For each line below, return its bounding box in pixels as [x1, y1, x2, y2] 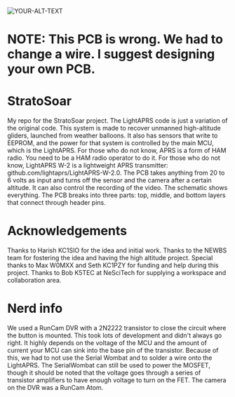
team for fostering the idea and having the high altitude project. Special [7, 254, 213, 262]
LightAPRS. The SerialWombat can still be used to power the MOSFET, [7, 361, 210, 369]
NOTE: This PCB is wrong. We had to [7, 32, 223, 48]
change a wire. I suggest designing [7, 46, 215, 62]
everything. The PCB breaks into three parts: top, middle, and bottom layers [7, 191, 226, 199]
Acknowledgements [7, 223, 128, 239]
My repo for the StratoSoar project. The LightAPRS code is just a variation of [7, 116, 228, 125]
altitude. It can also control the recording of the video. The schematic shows [7, 184, 228, 192]
